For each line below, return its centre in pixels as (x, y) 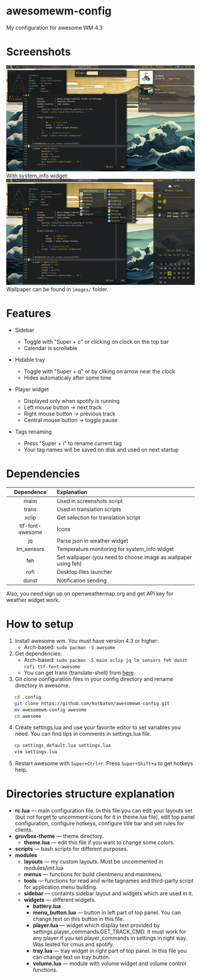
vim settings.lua (36, 752)
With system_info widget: (37, 176)
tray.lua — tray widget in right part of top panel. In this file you (110, 951)
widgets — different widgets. (60, 900)
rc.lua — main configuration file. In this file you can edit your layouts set (103, 811)
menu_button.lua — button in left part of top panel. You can (107, 913)
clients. (24, 830)
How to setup (40, 624)
